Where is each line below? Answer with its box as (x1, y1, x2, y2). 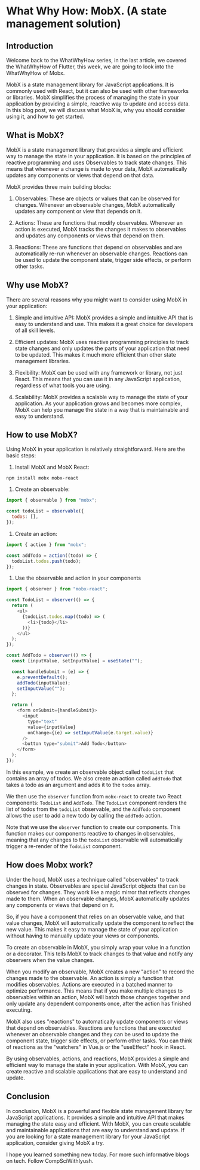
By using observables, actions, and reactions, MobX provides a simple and (6, 1055, 190, 1062)
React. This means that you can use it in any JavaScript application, (14, 375, 181, 382)
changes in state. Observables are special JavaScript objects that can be (6, 882, 186, 889)
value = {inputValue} (27, 724, 76, 730)
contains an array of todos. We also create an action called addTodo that (6, 774, 182, 782)
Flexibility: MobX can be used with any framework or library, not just (14, 369, 183, 376)
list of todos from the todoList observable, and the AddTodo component (6, 805, 181, 813)
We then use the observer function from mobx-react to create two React (6, 792, 182, 800)
